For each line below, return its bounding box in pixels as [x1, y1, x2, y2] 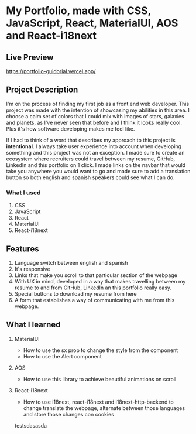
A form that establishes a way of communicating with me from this [14, 296, 175, 303]
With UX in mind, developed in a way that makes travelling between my [14, 278, 186, 285]
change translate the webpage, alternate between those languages [23, 404, 185, 411]
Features [6, 244, 39, 254]
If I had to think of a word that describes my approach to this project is [6, 136, 176, 143]
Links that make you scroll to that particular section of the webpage [14, 271, 177, 279]
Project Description [6, 85, 78, 95]
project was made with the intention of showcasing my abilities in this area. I [6, 107, 190, 114]
